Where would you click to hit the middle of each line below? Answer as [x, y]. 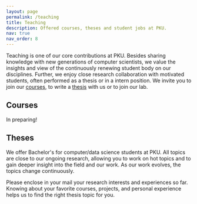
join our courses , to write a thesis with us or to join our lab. [77, 87]
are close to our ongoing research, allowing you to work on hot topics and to [98, 158]
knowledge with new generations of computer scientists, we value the [91, 62]
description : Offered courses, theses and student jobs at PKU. [86, 28]
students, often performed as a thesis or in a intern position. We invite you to [99, 81]
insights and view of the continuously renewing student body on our [89, 68]
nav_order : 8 [22, 39]
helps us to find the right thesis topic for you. [61, 195]
